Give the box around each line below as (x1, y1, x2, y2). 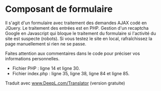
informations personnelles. (5, 55, 60, 61)
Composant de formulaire (5, 3, 113, 15)
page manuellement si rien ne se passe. (5, 41, 87, 46)
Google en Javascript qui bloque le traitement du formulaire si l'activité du (5, 30, 156, 36)
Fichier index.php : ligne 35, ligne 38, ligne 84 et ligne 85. (12, 70, 130, 76)
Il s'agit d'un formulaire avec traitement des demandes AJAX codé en (5, 20, 147, 26)
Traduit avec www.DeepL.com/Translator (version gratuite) (5, 80, 125, 86)
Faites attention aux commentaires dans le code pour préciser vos (5, 50, 140, 56)
